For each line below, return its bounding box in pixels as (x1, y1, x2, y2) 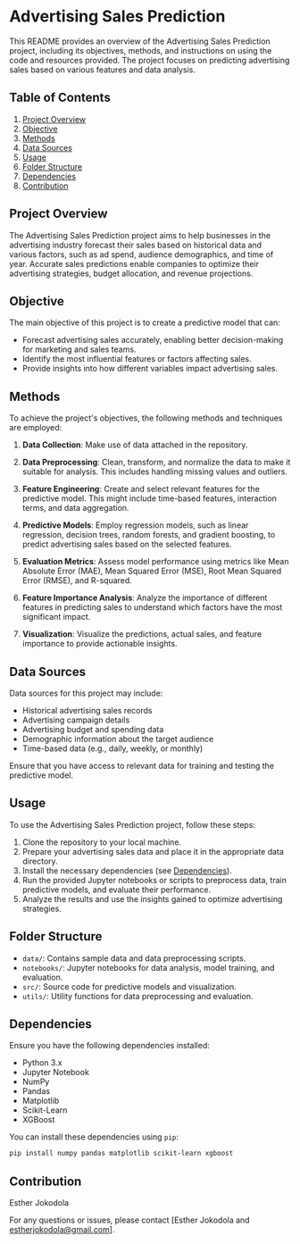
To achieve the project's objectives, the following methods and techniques (9, 413, 283, 423)
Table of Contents (9, 90, 112, 105)
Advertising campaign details (21, 714, 130, 725)
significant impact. (21, 612, 91, 622)
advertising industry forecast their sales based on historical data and (9, 239, 262, 250)
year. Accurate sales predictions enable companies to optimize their (9, 258, 259, 269)
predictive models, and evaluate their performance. (21, 884, 212, 895)
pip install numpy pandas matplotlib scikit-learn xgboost (9, 1149, 234, 1158)
